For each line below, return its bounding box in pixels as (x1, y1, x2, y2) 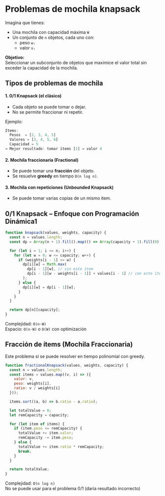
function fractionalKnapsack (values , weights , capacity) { (5, 363, 129, 368)
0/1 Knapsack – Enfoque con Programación (5, 209, 139, 218)
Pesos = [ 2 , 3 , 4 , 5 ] (9, 133, 56, 138)
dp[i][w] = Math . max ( (23, 262, 67, 267)
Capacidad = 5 (9, 142, 38, 147)
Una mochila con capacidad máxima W (12, 29, 89, 35)
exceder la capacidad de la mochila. (5, 65, 78, 71)
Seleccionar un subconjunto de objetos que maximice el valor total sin (5, 59, 147, 65)
